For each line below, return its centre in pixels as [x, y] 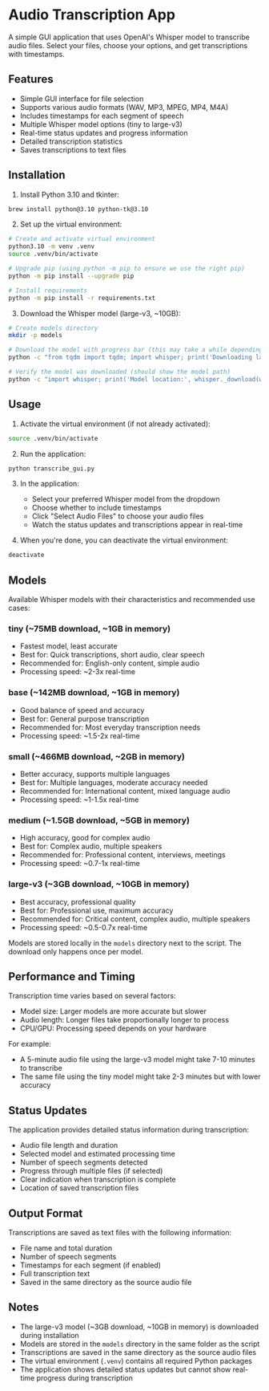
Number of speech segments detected [84, 1162]
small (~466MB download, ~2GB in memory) [97, 756]
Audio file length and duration [69, 1145]
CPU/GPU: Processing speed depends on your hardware [113, 1028]
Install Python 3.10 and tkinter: [70, 194]
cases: [19, 608]
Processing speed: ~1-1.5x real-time [79, 799]
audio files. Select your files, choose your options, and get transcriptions [128, 45]
